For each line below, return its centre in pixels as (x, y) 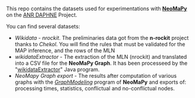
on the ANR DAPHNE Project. (42, 15)
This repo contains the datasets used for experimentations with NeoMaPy (97, 9)
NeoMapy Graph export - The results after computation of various (96, 76)
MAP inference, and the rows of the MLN (65, 50)
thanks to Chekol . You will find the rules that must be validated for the (100, 44)
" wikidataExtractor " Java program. (57, 69)
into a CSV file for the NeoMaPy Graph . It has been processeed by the (101, 63)
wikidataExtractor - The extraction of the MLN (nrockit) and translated (101, 57)
